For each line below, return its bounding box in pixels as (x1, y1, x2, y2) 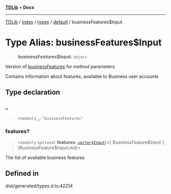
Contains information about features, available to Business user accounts (5, 73, 159, 79)
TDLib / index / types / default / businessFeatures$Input (5, 19, 123, 25)
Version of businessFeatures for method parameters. (5, 63, 116, 69)
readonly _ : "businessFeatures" (17, 115, 83, 121)
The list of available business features (5, 154, 85, 160)
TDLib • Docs (5, 5, 35, 10)
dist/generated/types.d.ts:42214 (5, 183, 73, 189)
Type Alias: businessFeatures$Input (5, 37, 162, 48)
